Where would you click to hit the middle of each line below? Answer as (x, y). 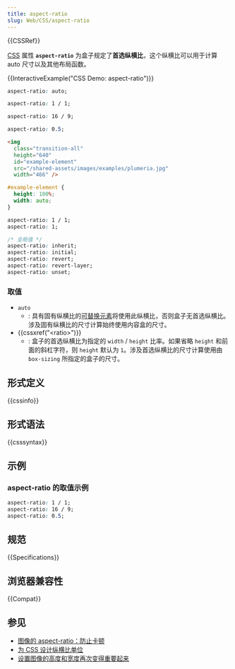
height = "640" (33, 155)
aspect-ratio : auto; (38, 91)
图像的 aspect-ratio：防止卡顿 (61, 641)
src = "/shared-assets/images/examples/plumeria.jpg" (91, 168)
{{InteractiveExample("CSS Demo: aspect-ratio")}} (80, 78)
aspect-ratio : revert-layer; (50, 266)
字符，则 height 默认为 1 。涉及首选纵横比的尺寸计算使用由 (138, 350)
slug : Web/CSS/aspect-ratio (49, 20)
